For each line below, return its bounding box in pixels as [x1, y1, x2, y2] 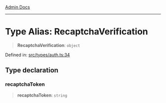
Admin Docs [5, 4, 30, 10]
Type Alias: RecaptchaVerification [5, 26, 148, 37]
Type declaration [5, 66, 58, 74]
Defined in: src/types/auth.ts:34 [5, 52, 70, 58]
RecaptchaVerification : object [17, 42, 81, 48]
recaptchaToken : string [17, 92, 68, 98]
